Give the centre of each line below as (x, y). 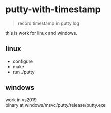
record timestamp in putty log (48, 23)
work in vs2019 (21, 100)
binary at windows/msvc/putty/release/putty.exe (55, 105)
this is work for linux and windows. (41, 33)
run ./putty (23, 72)
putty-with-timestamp (53, 9)
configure (23, 61)
